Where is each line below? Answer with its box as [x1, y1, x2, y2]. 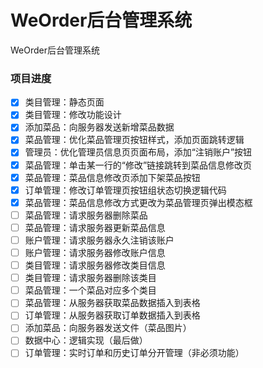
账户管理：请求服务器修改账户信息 [24, 246, 166, 258]
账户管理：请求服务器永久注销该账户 [24, 234, 175, 246]
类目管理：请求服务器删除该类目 [24, 272, 157, 284]
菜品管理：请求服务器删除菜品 [24, 209, 148, 221]
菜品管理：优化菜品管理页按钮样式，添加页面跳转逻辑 [24, 134, 245, 146]
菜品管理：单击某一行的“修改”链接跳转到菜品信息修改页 [24, 159, 253, 171]
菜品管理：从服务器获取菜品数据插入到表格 [24, 297, 201, 309]
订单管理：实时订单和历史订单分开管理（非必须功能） [24, 347, 245, 359]
